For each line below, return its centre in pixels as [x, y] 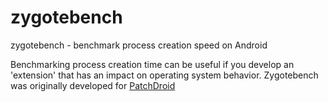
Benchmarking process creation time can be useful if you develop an [152, 64]
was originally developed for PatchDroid [93, 85]
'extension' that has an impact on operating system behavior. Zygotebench [164, 75]
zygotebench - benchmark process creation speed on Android [139, 45]
